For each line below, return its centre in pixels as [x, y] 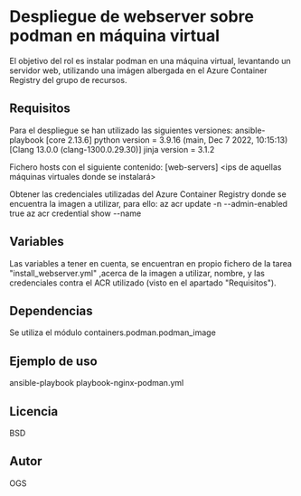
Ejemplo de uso [53, 361]
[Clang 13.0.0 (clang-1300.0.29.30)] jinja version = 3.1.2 [112, 149]
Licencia [34, 412]
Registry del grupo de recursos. [68, 80]
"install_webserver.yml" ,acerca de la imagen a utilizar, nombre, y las [137, 273]
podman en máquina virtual [114, 36]
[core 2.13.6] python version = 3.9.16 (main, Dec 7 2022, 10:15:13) [167, 140]
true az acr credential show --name [75, 213]
